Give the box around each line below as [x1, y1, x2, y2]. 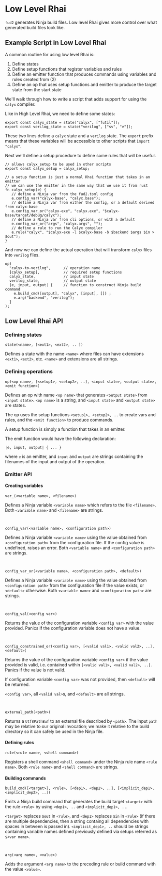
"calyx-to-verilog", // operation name [9, 265, 101, 270]
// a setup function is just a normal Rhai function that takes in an [5, 175, 150, 179]
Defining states [5, 331, 42, 338]
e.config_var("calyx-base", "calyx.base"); [11, 195, 101, 201]
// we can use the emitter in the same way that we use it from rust [5, 183, 148, 188]
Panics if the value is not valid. [5, 667, 66, 673]
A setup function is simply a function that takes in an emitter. [5, 426, 126, 432]
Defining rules [5, 740, 34, 746]
